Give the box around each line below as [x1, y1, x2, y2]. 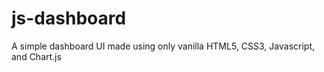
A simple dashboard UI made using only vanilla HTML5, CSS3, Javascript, [11, 40, 315, 52]
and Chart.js [11, 50, 62, 62]
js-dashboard [11, 7, 127, 30]
